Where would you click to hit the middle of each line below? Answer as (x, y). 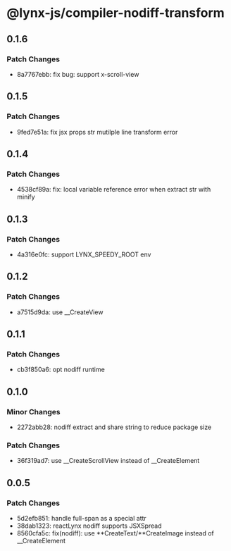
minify (26, 197)
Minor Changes (33, 411)
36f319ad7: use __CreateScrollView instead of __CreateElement (108, 461)
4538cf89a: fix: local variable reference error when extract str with (114, 190)
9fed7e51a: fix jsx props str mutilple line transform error (97, 132)
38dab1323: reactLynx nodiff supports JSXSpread (89, 526)
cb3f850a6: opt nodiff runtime (61, 370)
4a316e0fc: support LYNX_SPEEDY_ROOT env (84, 254)
